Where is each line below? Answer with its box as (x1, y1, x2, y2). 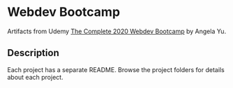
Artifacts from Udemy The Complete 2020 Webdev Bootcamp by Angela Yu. (7, 27, 227, 35)
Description (7, 47, 59, 59)
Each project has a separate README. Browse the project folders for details (7, 65, 225, 73)
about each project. (7, 73, 64, 81)
